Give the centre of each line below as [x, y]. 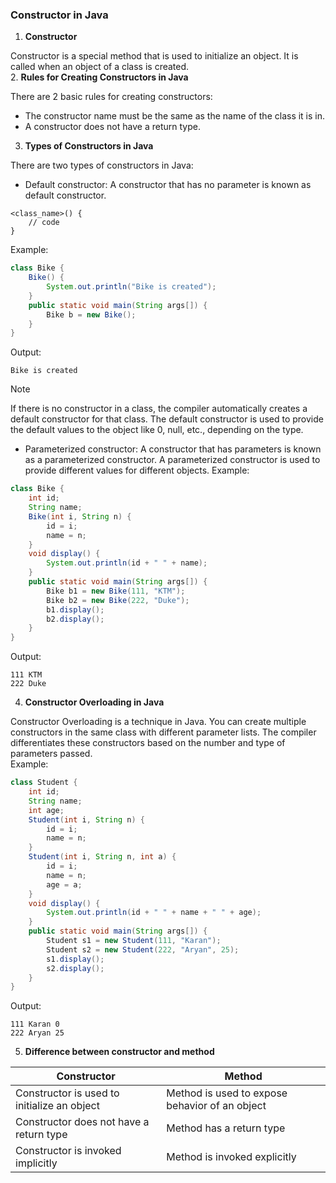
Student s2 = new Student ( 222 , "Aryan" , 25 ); [143, 949]
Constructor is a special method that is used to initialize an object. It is [154, 56]
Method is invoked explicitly [231, 1157]
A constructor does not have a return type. [112, 127]
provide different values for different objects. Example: [137, 470]
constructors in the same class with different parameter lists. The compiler [163, 732]
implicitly [36, 1163]
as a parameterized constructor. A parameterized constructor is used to [172, 460]
